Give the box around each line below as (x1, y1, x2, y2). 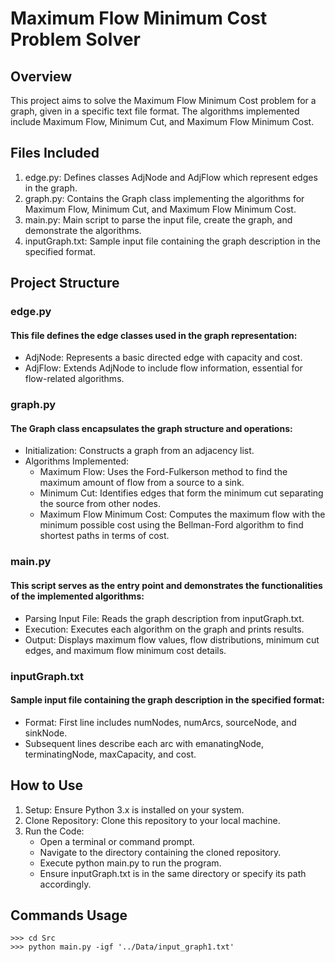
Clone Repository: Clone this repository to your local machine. (24, 814, 281, 826)
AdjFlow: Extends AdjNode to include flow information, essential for (24, 362, 303, 374)
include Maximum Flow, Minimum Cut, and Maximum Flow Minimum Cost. (10, 116, 315, 127)
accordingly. (39, 878, 92, 890)
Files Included (10, 145, 100, 162)
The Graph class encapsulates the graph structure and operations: (10, 422, 293, 434)
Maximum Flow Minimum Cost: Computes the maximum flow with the (39, 508, 326, 521)
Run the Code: (24, 825, 85, 837)
